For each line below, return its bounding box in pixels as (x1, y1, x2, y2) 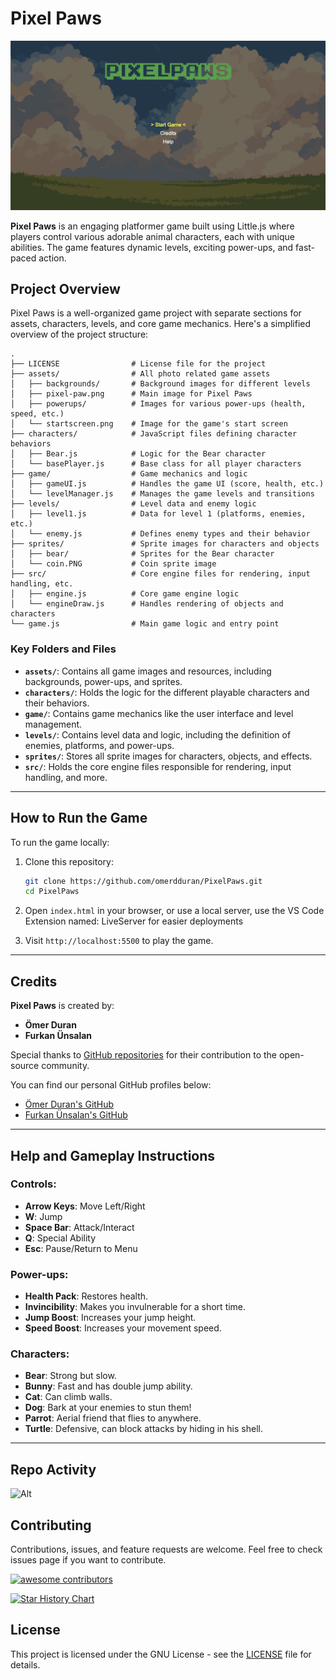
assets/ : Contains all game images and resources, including (24, 665, 272, 677)
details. (10, 1658, 41, 1671)
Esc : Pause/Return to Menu (24, 1242, 138, 1254)
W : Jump (24, 1210, 63, 1222)
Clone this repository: (24, 855, 114, 867)
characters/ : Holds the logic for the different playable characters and (24, 686, 310, 698)
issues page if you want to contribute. (10, 1554, 167, 1566)
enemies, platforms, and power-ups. (24, 739, 175, 751)
